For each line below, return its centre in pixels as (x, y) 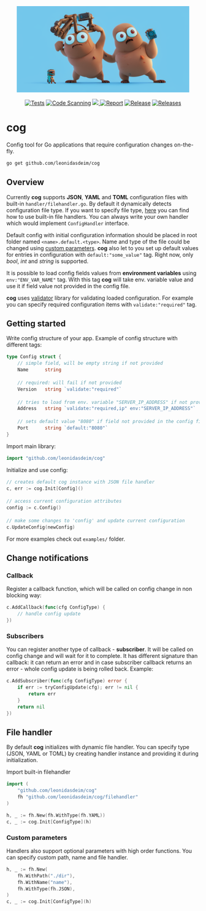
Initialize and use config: (37, 470)
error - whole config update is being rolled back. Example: (80, 669)
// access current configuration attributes (64, 501)
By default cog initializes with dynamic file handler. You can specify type (98, 747)
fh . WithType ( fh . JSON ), (46, 889)
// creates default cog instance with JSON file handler (81, 482)
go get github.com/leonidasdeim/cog (53, 163)
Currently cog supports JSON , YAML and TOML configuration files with (97, 197)
